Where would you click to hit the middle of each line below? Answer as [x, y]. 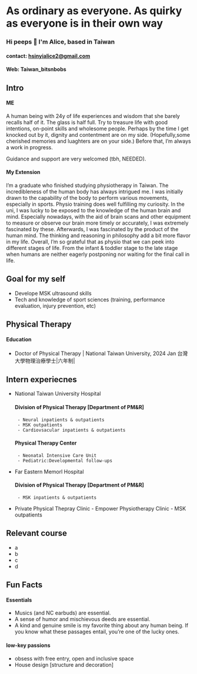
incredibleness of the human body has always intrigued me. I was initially [95, 192]
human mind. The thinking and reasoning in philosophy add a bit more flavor [98, 236]
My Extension [23, 172]
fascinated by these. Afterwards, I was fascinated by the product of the [92, 229]
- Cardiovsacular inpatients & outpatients [71, 430]
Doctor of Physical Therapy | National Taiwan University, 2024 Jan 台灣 [101, 353]
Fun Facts [24, 585]
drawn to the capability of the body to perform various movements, [87, 198]
